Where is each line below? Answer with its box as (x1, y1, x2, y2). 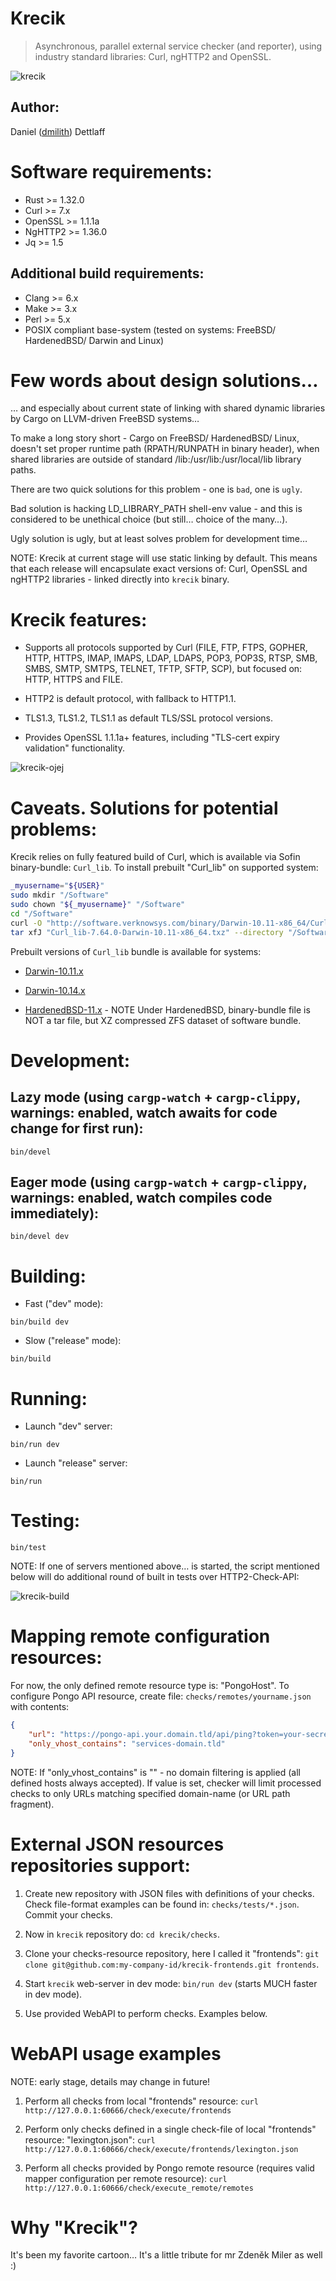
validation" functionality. (24, 742, 125, 754)
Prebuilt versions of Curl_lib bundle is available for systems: (10, 945, 262, 957)
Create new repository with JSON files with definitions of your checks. (24, 1887, 315, 1899)
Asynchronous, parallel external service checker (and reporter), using (34, 40, 323, 52)
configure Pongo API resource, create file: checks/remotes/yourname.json (10, 1690, 312, 1702)
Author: (10, 99, 60, 116)
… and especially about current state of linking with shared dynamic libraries (10, 402, 326, 414)
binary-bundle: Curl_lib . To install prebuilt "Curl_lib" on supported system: (10, 862, 319, 874)
